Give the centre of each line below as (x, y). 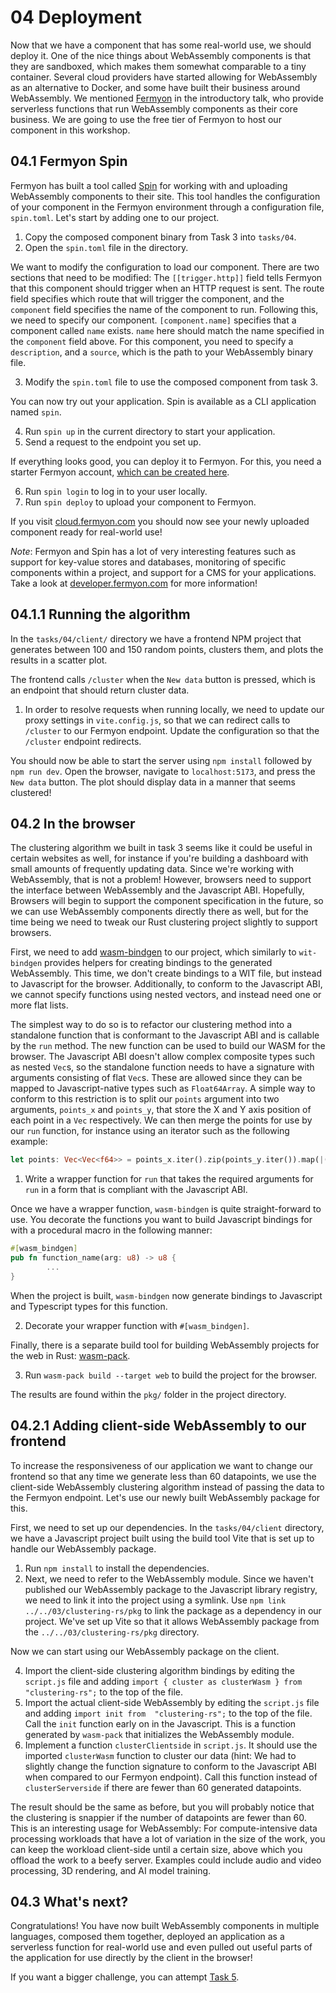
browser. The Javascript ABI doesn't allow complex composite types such (163, 1057)
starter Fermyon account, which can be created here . (120, 472)
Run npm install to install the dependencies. (117, 1568)
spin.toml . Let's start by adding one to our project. (115, 217)
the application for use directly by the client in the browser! (131, 1958)
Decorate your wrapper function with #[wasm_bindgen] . (137, 1325)
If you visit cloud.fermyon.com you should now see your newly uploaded (160, 521)
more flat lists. (39, 1005)
